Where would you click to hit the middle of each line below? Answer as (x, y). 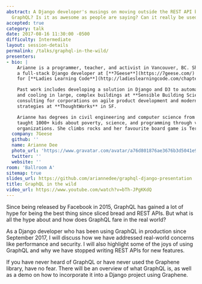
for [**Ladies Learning (47, 79)
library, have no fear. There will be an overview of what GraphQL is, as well (99, 268)
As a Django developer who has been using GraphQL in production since (96, 231)
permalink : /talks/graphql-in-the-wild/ (58, 51)
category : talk (25, 29)
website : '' (27, 162)
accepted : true (25, 23)
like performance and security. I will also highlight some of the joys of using (100, 244)
